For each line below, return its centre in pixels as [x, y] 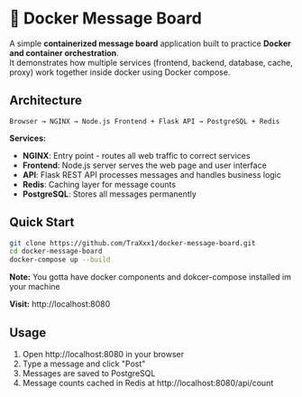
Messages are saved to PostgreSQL [89, 373]
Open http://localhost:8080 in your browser [103, 354]
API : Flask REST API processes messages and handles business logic [151, 174]
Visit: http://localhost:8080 [60, 304]
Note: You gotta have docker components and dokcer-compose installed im [150, 277]
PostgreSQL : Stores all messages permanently [109, 194]
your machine [35, 287]
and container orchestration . [64, 52]
